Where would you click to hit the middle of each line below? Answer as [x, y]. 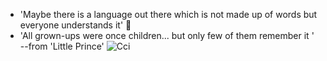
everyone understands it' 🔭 [75, 25]
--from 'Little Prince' [62, 46]
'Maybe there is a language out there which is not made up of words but [168, 14]
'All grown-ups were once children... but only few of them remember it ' [167, 35]
